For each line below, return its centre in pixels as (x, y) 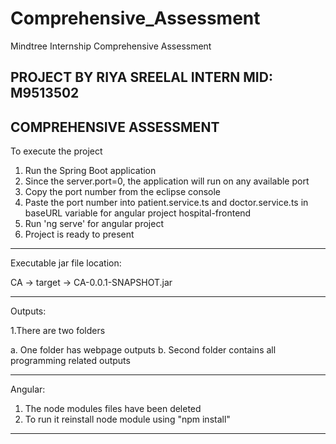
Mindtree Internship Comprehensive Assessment (111, 46)
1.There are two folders (58, 331)
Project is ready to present (79, 234)
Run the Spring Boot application (90, 171)
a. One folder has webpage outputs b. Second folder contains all (143, 350)
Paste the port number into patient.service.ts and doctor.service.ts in (166, 203)
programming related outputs (70, 361)
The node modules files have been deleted (113, 409)
